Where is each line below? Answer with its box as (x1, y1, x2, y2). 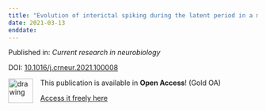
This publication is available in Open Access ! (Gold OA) (40, 78, 222, 87)
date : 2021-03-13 (8, 19, 66, 27)
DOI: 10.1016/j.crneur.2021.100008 (8, 63, 119, 72)
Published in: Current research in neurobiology (8, 48, 161, 57)
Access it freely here (40, 94, 108, 103)
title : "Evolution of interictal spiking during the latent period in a (8, 11, 253, 20)
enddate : (8, 26, 37, 34)
